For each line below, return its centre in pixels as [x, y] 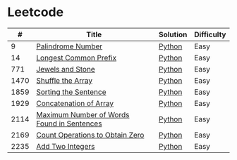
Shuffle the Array [65, 80]
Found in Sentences [69, 124]
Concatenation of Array [75, 103]
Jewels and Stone [66, 69]
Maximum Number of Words [83, 114]
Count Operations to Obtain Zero [90, 135]
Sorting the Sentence [71, 92]
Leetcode [36, 12]
